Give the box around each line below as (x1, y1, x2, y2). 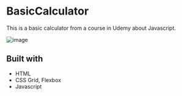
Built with (6, 53, 43, 64)
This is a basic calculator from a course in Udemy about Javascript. (6, 24, 176, 32)
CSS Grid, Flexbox (15, 76, 62, 83)
